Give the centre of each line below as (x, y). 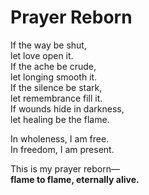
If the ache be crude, (53, 66)
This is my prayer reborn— (65, 168)
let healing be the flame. (60, 119)
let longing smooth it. (54, 77)
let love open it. (42, 55)
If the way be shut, (48, 45)
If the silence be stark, (56, 87)
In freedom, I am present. (62, 149)
